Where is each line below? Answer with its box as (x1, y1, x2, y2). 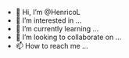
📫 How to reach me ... (15, 42, 88, 50)
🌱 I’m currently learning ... (15, 24, 99, 33)
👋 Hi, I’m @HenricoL (15, 8, 81, 16)
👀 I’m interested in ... (15, 16, 82, 25)
